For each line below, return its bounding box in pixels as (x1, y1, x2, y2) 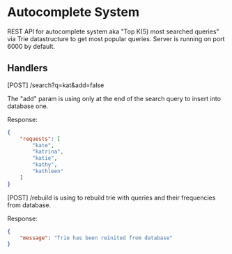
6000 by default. (7, 42, 56, 50)
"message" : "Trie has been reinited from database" (20, 234, 173, 241)
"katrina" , (32, 148, 64, 156)
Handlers (7, 62, 48, 74)
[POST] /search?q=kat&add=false (7, 81, 105, 89)
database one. (7, 102, 49, 110)
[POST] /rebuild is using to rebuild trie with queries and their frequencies (7, 193, 216, 202)
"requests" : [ (20, 135, 61, 142)
